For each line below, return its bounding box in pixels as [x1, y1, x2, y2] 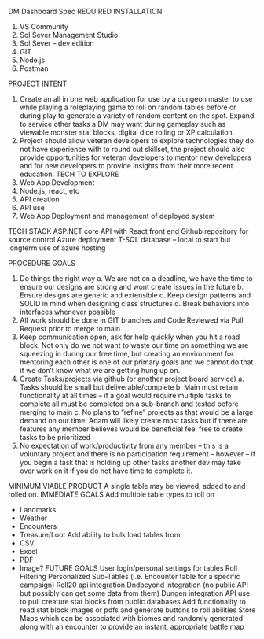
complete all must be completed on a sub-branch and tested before [19, 399, 239, 408]
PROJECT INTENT [8, 79, 68, 88]
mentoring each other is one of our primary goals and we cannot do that [19, 357, 254, 367]
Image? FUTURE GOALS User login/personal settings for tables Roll [19, 563, 238, 573]
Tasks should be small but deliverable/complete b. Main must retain [19, 382, 238, 392]
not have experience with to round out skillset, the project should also [19, 145, 245, 153]
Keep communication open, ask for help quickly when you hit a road [19, 332, 240, 342]
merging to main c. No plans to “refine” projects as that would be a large [19, 408, 254, 416]
